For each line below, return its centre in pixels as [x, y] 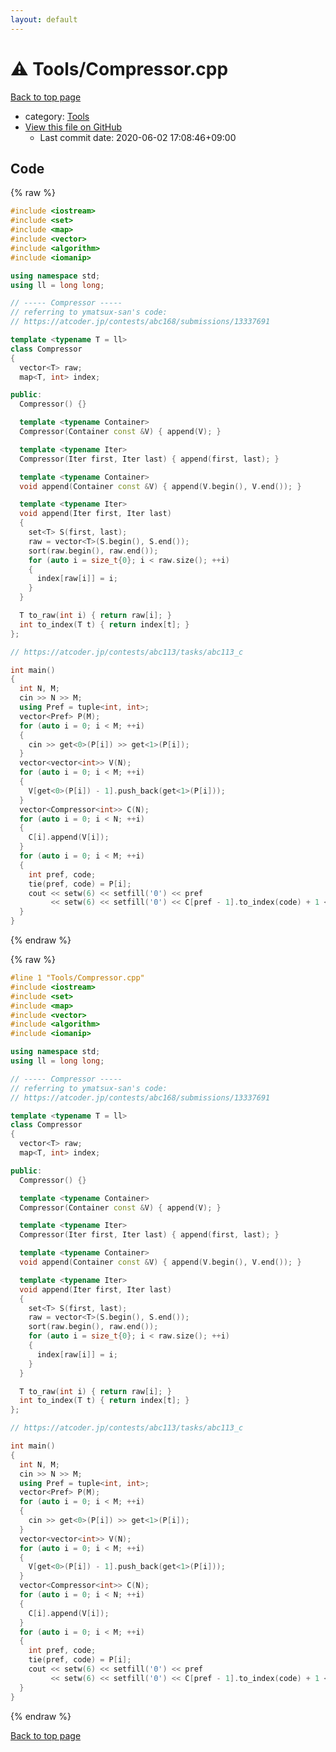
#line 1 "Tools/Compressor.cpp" [77, 978]
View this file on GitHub [73, 127]
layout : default [44, 19]
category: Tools [57, 116]
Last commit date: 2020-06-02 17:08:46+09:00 [138, 137]
